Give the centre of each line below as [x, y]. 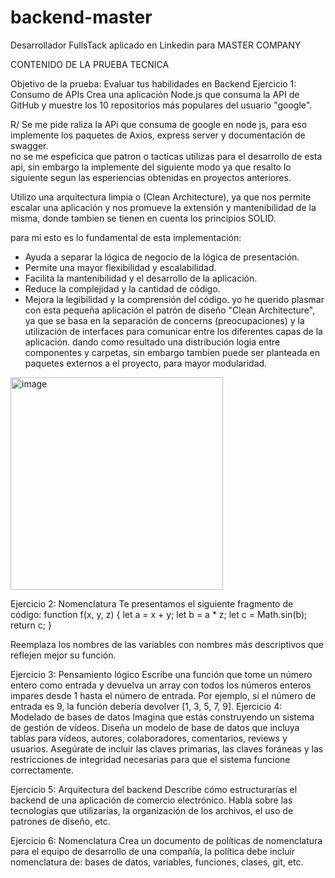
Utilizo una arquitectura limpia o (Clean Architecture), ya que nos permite [161, 197]
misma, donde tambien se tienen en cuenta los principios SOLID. [143, 218]
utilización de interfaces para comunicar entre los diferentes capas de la [173, 331]
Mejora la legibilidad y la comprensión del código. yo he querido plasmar [174, 299]
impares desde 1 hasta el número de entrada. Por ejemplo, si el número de [163, 695]
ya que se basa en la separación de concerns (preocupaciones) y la [164, 320]
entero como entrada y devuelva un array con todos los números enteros [161, 685]
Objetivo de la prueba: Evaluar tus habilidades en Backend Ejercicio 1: [153, 83]
